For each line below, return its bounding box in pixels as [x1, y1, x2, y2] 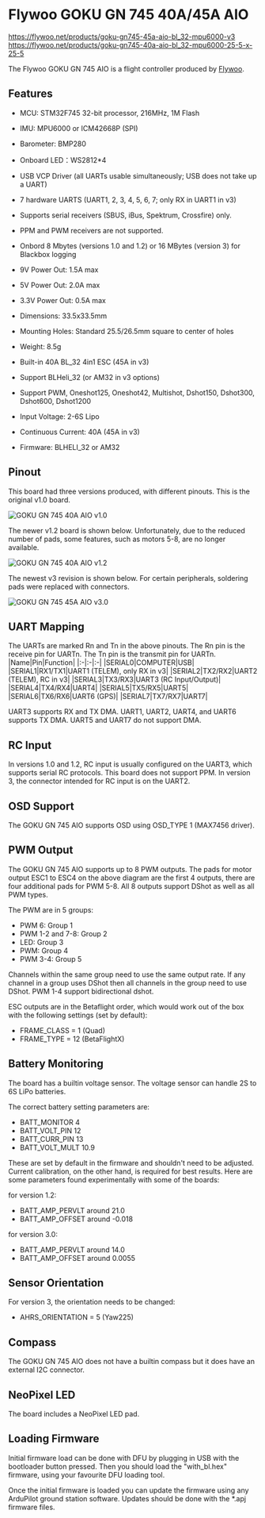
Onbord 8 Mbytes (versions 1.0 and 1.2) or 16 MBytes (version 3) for [19, 240, 241, 251]
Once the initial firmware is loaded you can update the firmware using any [8, 1485, 249, 1495]
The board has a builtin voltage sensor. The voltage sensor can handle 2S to [8, 1078, 257, 1088]
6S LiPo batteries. [8, 1086, 66, 1096]
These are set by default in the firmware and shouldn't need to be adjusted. [8, 1158, 255, 1167]
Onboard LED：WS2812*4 [19, 155, 107, 164]
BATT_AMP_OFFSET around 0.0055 [19, 1253, 136, 1262]
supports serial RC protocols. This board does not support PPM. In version [8, 768, 251, 778]
